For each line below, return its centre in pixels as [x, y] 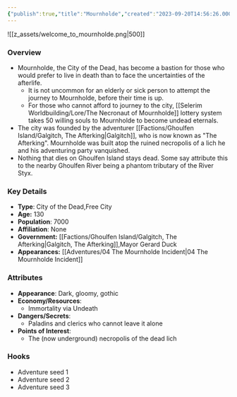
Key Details [27, 191]
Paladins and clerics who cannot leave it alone [96, 323]
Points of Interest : [44, 330]
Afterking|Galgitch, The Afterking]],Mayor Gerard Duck [97, 244]
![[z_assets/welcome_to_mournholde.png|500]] [76, 34]
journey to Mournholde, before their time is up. [96, 98]
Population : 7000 [43, 222]
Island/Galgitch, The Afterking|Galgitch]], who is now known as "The [117, 135]
